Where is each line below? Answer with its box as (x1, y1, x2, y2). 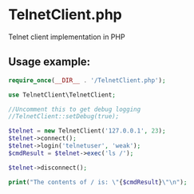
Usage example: (8, 55, 91, 69)
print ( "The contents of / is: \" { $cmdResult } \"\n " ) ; (8, 178, 188, 186)
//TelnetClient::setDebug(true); (8, 113, 120, 121)
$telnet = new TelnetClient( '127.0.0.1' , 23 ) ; (8, 127, 166, 135)
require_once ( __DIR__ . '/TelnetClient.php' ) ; (8, 76, 166, 85)
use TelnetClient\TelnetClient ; (8, 90, 116, 99)
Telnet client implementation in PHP (8, 32, 125, 42)
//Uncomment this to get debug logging (8, 105, 141, 113)
